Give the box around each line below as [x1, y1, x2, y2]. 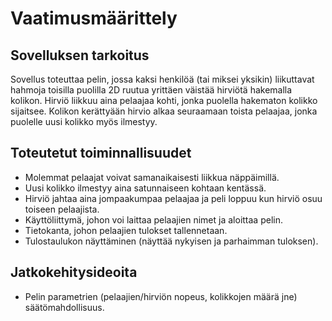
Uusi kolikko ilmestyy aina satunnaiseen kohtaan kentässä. [24, 182, 267, 194]
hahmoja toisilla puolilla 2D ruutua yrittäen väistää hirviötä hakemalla [10, 84, 293, 96]
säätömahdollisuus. [24, 301, 105, 313]
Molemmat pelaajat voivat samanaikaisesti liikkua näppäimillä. [24, 171, 280, 183]
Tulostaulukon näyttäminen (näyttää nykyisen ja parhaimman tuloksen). [24, 235, 319, 247]
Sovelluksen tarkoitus [10, 47, 150, 64]
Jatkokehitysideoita [10, 264, 138, 281]
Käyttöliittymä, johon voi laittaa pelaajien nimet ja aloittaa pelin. [24, 213, 283, 226]
